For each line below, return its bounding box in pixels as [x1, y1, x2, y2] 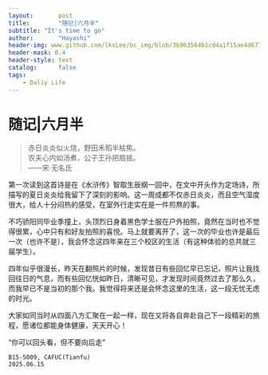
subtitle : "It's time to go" [8, 26, 105, 34]
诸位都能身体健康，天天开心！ [29, 321, 128, 330]
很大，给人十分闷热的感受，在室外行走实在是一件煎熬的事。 [8, 200, 204, 210]
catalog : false [8, 64, 77, 72]
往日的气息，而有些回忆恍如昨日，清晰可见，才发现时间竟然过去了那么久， [14, 274, 260, 283]
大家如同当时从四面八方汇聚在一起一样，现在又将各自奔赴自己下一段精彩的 [8, 310, 253, 320]
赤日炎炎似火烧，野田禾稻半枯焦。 [27, 143, 140, 152]
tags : [8, 71, 26, 79]
